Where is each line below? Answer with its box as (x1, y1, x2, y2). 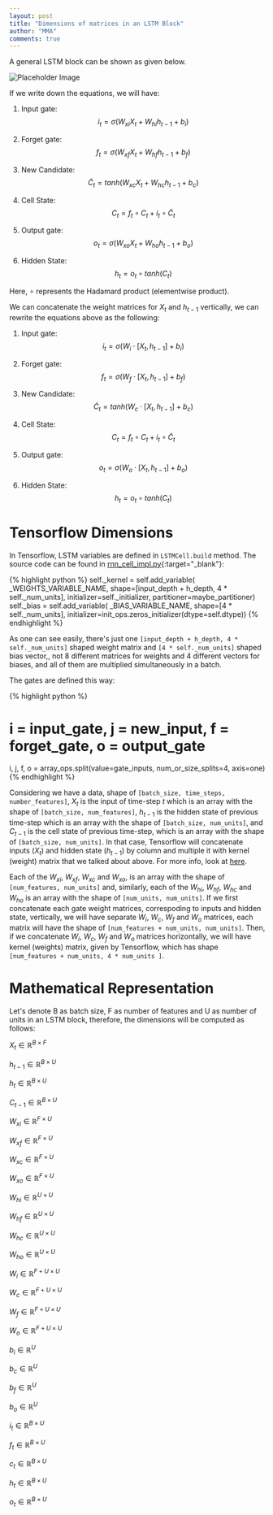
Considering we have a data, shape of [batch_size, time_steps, (9, 788, 226, 797)
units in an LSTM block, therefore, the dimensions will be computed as (9, 1014, 245, 1024)
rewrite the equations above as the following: (9, 312, 160, 322)
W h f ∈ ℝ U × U (9, 1210, 54, 1223)
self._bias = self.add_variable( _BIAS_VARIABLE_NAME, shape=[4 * (9, 601, 232, 610)
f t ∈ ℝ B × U (9, 1439, 45, 1452)
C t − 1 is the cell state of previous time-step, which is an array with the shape (9, 827, 265, 838)
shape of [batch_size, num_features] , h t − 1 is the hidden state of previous (9, 807, 258, 819)
